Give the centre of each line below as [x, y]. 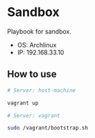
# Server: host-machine [42, 90]
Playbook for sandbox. [39, 31]
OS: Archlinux [37, 45]
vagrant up [23, 103]
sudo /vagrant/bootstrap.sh [48, 128]
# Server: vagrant [34, 116]
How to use [32, 74]
